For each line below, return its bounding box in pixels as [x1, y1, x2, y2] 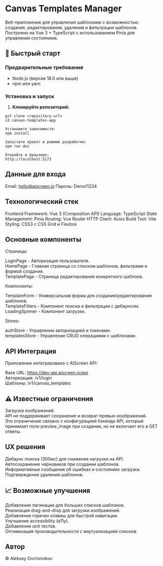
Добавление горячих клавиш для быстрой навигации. [5, 512, 119, 518]
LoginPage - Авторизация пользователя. [5, 258, 90, 264]
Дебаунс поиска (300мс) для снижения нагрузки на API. [5, 456, 124, 461]
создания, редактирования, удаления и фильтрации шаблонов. [5, 24, 138, 30]
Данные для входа [5, 170, 66, 178]
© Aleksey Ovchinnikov [5, 556, 53, 562]
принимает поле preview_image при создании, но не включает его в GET [5, 423, 158, 429]
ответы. [5, 428, 22, 434]
